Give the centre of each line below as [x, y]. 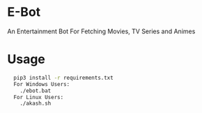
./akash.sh [36, 104]
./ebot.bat [36, 91]
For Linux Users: [39, 97]
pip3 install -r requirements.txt [63, 78]
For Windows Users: [42, 84]
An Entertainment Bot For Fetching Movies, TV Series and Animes [101, 31]
